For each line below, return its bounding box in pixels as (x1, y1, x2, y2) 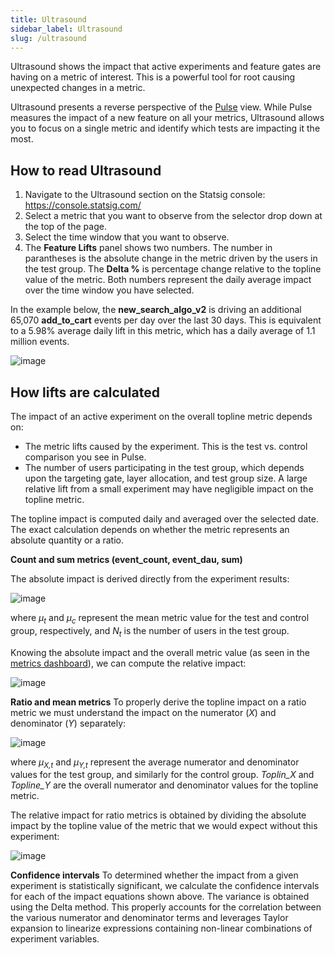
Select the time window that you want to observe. (24, 231, 230, 243)
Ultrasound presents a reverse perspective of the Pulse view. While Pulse (10, 101, 313, 113)
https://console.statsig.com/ (24, 199, 142, 211)
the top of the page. (24, 221, 107, 233)
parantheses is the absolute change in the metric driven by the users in (24, 252, 318, 265)
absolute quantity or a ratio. (10, 534, 124, 546)
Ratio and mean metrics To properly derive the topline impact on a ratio (10, 696, 307, 708)
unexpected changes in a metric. (10, 82, 146, 94)
